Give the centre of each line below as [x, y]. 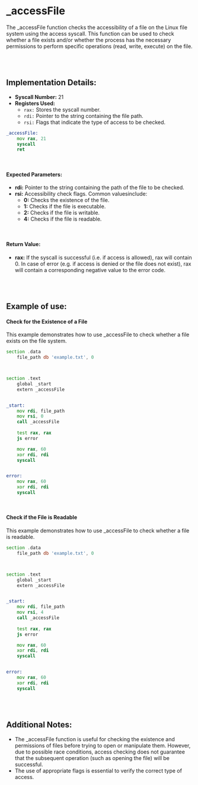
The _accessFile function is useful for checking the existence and [95, 739]
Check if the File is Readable [42, 518]
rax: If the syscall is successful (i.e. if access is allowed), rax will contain [103, 257]
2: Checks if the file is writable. [61, 213]
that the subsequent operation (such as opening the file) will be [92, 758]
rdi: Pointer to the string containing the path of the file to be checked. [100, 187]
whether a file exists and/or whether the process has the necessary [89, 40]
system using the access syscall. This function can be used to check [90, 33]
